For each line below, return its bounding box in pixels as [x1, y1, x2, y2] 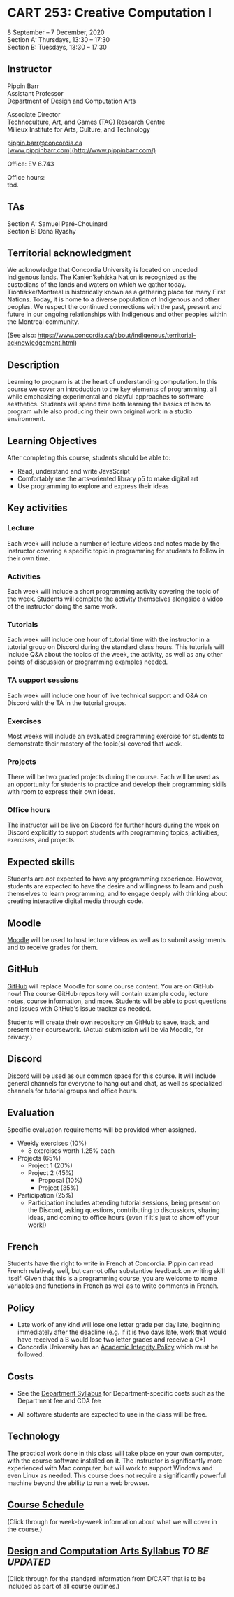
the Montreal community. [7, 318, 80, 326]
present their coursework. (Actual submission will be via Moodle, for [7, 1025, 204, 1033]
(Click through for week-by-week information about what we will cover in [7, 1517, 218, 1526]
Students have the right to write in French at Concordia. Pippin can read [7, 1259, 214, 1268]
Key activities [7, 502, 68, 514]
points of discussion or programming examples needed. [7, 658, 168, 666]
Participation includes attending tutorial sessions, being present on [27, 1198, 220, 1207]
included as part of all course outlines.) [7, 1582, 120, 1591]
